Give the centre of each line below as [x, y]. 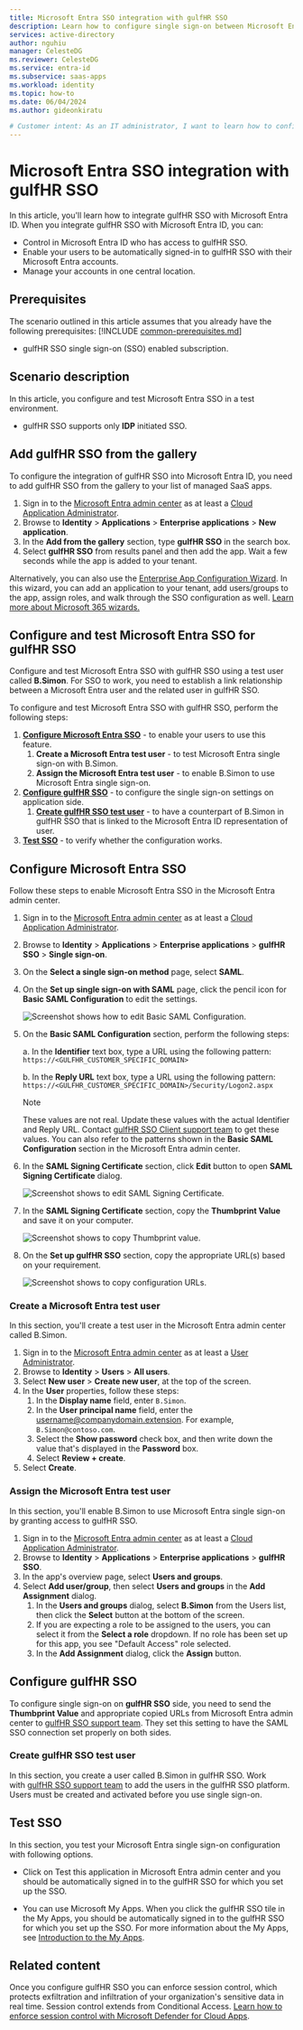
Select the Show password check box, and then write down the [154, 1439]
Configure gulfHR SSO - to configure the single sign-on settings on [148, 792]
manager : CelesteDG [46, 51]
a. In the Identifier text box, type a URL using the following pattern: [147, 1052]
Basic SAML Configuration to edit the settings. [110, 999]
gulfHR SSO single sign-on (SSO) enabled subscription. [125, 348]
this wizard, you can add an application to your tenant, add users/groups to [149, 587]
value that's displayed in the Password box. [117, 1449]
